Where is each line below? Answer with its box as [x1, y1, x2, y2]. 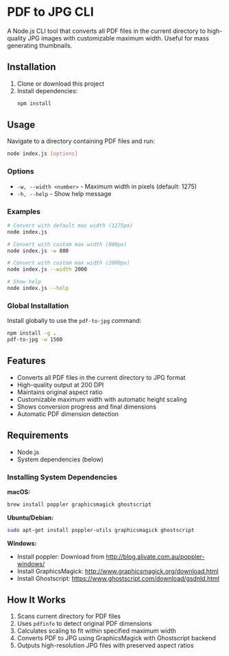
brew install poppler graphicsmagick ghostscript [7, 501, 152, 508]
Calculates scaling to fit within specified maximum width [16, 627, 177, 635]
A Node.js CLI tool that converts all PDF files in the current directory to [7, 27, 206, 35]
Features [7, 355, 46, 367]
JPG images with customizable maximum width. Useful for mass [27, 34, 209, 42]
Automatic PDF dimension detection [16, 409, 119, 418]
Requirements [7, 430, 69, 441]
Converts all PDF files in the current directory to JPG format [16, 373, 186, 381]
